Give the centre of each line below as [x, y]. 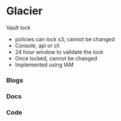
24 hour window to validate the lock [59, 52]
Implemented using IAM [44, 65]
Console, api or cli [37, 46]
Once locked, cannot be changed [56, 58]
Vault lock [19, 28]
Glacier [25, 11]
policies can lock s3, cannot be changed [65, 39]
